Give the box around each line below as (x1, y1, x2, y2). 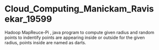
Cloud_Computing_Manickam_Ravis (4, 3, 154, 14)
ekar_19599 (4, 13, 52, 25)
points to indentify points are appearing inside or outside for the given (4, 35, 145, 40)
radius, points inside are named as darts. (4, 39, 86, 45)
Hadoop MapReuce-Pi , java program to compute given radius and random (4, 29, 155, 35)
